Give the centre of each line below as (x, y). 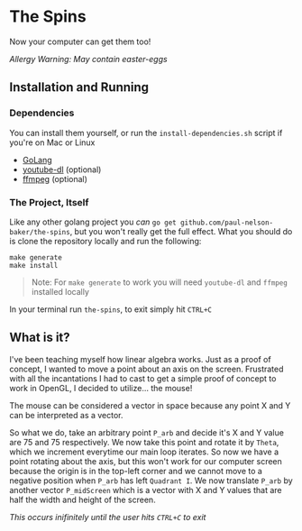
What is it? (40, 338)
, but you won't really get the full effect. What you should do (181, 231)
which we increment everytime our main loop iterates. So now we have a (144, 452)
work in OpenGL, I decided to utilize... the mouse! (101, 388)
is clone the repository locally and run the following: (105, 241)
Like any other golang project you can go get (93, 222)
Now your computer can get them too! (80, 41)
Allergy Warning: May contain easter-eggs (89, 59)
